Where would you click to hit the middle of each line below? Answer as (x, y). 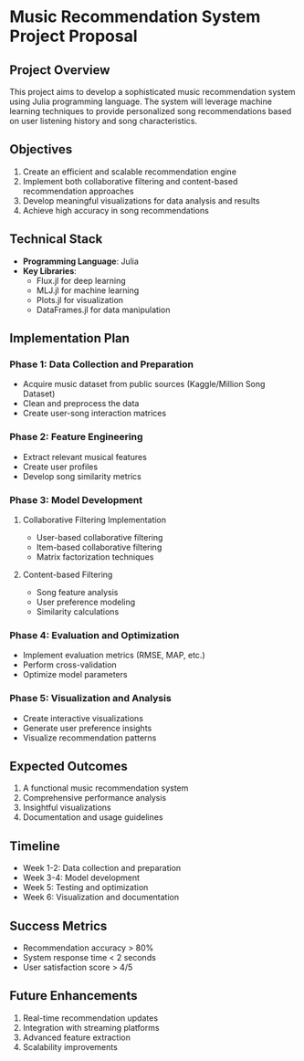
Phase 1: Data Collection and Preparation (102, 364)
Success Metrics (58, 925)
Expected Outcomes (68, 766)
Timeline (35, 846)
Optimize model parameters (75, 675)
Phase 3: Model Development (76, 499)
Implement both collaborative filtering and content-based (130, 181)
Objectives (41, 149)
